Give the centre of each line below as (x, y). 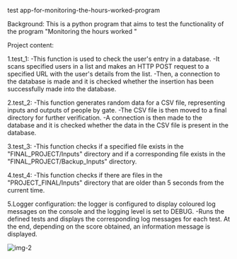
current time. (26, 190)
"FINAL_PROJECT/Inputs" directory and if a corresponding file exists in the (116, 154)
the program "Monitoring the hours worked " (72, 31)
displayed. (22, 234)
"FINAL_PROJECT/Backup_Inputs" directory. (72, 161)
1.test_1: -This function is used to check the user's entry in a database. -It (114, 59)
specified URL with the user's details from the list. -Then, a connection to (114, 74)
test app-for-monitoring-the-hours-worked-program (84, 10)
